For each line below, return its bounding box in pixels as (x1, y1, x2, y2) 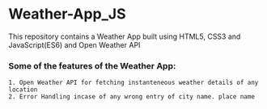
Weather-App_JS (8, 5, 127, 23)
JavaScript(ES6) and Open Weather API (8, 40, 141, 49)
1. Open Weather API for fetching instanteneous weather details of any (8, 78, 259, 87)
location (8, 86, 38, 94)
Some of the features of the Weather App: (8, 60, 176, 71)
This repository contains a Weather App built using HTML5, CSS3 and (8, 31, 241, 41)
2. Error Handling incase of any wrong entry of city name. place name (8, 93, 255, 101)
